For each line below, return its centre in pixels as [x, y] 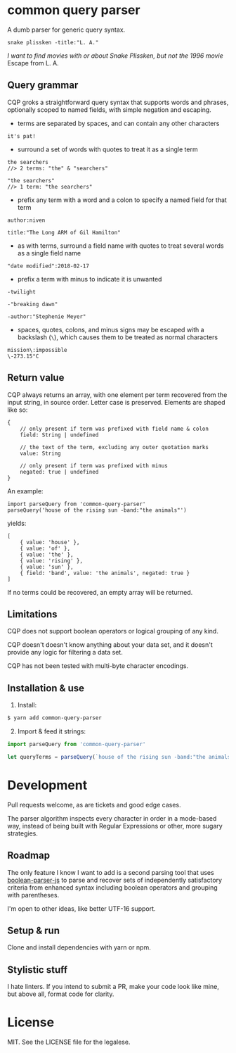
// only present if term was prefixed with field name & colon [114, 429]
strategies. [23, 833]
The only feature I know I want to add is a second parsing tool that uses [111, 872]
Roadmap [29, 856]
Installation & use [46, 688]
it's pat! [22, 136]
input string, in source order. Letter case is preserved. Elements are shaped [117, 402]
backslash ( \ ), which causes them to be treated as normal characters [118, 337]
